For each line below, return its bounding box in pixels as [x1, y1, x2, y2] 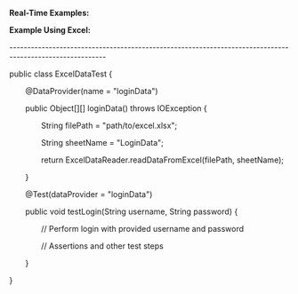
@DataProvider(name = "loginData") [25, 86, 158, 96]
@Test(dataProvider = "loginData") [25, 189, 153, 199]
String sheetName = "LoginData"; [41, 138, 165, 147]
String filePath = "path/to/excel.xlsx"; [41, 120, 178, 131]
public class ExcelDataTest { [9, 68, 113, 79]
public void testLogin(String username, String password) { [25, 206, 238, 217]
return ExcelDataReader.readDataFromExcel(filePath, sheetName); [41, 155, 285, 165]
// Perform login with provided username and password [41, 224, 245, 234]
